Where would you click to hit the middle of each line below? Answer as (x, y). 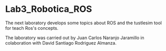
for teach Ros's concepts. (32, 28)
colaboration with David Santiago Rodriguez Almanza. (61, 43)
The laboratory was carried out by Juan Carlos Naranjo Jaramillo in (75, 38)
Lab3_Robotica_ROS (49, 9)
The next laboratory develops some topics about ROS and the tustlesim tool (84, 23)
